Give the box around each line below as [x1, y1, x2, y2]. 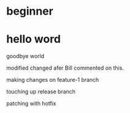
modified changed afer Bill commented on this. [6, 64, 124, 71]
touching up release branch [6, 88, 76, 95]
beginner [6, 4, 54, 18]
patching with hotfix [6, 100, 57, 108]
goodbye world [6, 53, 45, 60]
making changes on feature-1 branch [6, 76, 99, 84]
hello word [6, 32, 61, 46]
